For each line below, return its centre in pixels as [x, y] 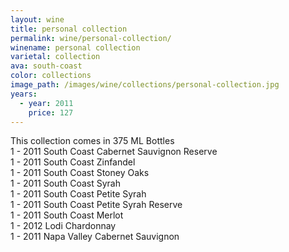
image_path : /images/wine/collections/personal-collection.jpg [145, 85]
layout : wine [37, 19]
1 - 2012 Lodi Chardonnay [63, 226]
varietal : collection [55, 57]
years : [24, 94]
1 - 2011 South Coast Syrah [65, 183]
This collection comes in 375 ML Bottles [92, 141]
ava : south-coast [46, 66]
